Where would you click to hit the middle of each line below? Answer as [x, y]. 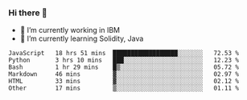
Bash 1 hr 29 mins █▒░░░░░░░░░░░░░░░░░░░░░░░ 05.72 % [124, 67]
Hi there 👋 [28, 13]
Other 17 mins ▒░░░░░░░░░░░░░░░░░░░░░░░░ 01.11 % [124, 88]
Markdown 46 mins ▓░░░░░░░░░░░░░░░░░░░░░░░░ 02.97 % [124, 74]
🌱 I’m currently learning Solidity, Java [82, 38]
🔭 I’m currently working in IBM [70, 30]
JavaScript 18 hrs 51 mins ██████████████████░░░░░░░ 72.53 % [124, 54]
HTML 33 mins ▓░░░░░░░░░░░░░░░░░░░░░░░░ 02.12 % [124, 82]
